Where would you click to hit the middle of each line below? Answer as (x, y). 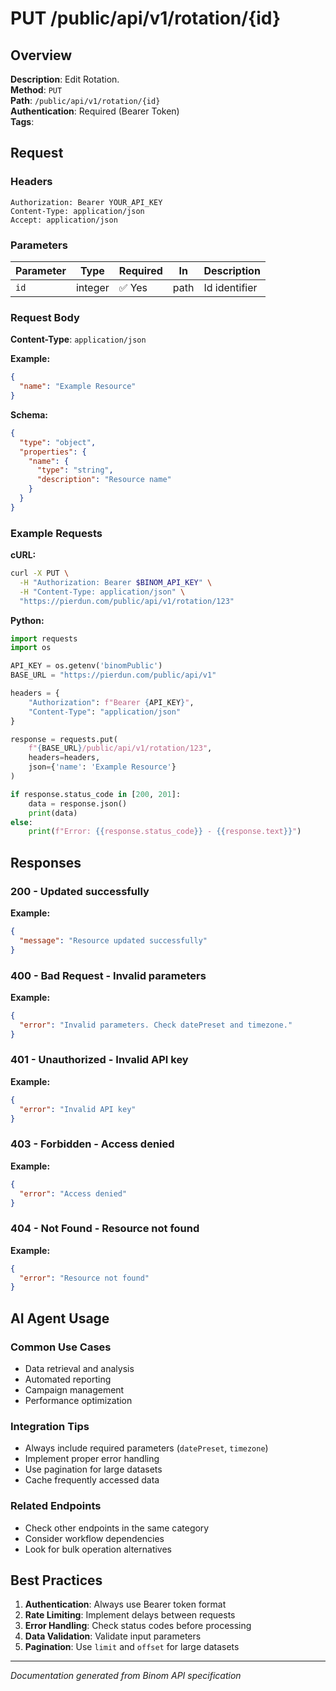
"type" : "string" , (75, 470)
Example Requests (56, 533)
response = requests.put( (64, 739)
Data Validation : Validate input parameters (113, 1636)
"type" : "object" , (58, 442)
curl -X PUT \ (40, 573)
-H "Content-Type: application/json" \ (102, 592)
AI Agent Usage (60, 1318)
